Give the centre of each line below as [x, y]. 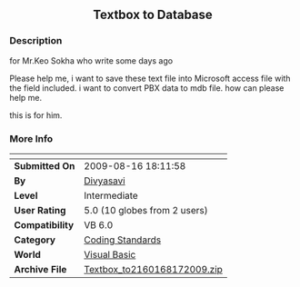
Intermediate [111, 195]
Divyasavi [105, 181]
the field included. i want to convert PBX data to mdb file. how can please [147, 88]
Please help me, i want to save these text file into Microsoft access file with [150, 78]
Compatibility [44, 224]
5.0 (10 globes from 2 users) [146, 210]
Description [36, 41]
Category [35, 240]
